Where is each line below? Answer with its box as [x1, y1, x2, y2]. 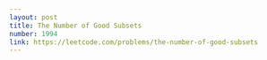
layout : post [9, 12, 58, 22]
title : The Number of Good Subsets [9, 21, 142, 30]
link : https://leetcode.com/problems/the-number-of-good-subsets [9, 37, 258, 47]
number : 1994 [9, 29, 58, 38]
